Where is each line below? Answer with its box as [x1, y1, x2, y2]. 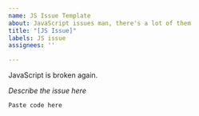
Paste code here [8, 102, 62, 110]
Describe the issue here [8, 86, 86, 96]
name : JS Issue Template [8, 11, 91, 20]
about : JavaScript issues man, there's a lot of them [8, 19, 192, 27]
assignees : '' [8, 42, 56, 50]
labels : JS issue [8, 34, 66, 42]
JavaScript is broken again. [8, 70, 98, 80]
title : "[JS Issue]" [8, 26, 78, 34]
